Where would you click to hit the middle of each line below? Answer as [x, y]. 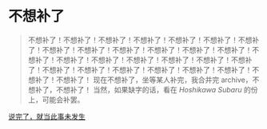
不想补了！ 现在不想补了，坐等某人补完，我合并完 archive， [154, 80]
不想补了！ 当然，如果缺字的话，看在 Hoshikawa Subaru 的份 [157, 89]
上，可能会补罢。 [56, 100]
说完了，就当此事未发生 [47, 116]
